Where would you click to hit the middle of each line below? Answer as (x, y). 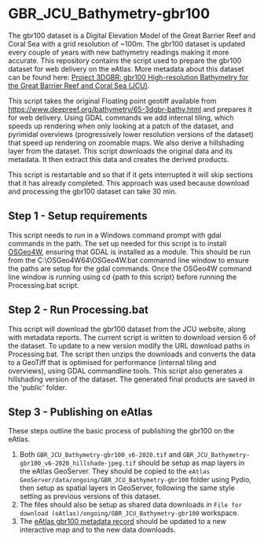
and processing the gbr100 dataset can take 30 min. (93, 191)
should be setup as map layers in (191, 463)
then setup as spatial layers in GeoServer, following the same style (127, 488)
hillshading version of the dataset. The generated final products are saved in (132, 379)
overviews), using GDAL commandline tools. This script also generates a (126, 371)
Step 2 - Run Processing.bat (79, 310)
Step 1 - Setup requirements (78, 216)
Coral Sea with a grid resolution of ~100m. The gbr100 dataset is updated (127, 43)
